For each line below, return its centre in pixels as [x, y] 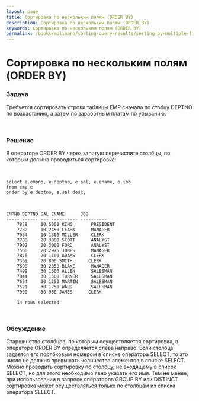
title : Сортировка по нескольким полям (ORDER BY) [70, 17]
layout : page [22, 12]
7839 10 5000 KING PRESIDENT [66, 224]
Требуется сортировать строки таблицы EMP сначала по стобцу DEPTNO [99, 107]
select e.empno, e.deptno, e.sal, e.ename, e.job [69, 182]
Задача [17, 94]
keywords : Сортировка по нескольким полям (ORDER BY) [74, 28]
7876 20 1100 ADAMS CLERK [61, 256]
